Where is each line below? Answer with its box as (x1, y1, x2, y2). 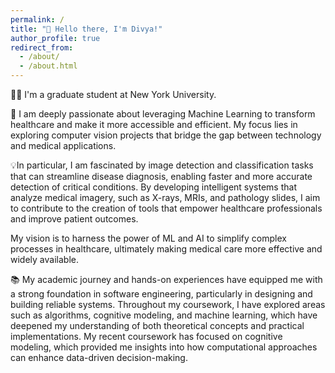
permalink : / (10, 14, 65, 25)
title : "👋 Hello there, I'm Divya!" (10, 24, 163, 34)
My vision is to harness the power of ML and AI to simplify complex (10, 232, 287, 244)
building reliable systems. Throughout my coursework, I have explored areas (10, 299, 326, 310)
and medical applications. (10, 140, 117, 151)
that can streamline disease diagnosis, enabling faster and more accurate (10, 171, 313, 182)
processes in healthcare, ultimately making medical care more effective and (10, 243, 323, 255)
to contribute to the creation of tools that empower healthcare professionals (10, 202, 323, 214)
